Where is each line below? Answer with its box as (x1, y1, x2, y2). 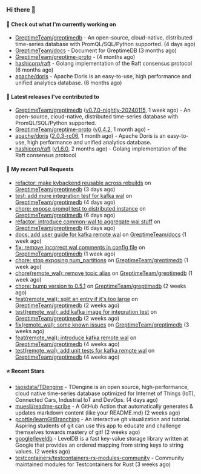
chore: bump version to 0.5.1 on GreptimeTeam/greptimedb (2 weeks (15, 282, 186, 289)
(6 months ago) (15, 66, 54, 73)
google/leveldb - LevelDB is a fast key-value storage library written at (15, 435, 189, 442)
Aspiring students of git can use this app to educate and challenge (15, 422, 181, 429)
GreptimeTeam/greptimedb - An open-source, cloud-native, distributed (15, 34, 193, 41)
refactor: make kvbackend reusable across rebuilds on (15, 179, 151, 186)
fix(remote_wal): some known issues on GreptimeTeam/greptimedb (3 (15, 321, 189, 328)
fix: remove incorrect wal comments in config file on (15, 243, 145, 251)
